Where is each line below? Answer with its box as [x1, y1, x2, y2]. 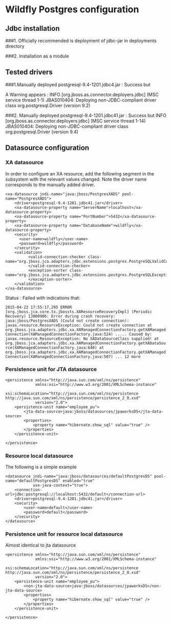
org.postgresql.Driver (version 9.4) [5, 128, 78, 134]
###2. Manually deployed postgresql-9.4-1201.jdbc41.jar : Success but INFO [5, 112, 167, 119]
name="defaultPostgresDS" [5, 478, 60, 483]
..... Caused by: [115, 331, 153, 337]
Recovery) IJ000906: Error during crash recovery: [5, 314, 116, 319]
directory [5, 43, 25, 49]
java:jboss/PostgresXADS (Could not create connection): [5, 318, 130, 323]
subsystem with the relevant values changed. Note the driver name [5, 176, 147, 182]
